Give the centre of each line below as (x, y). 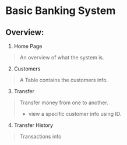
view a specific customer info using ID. (75, 114)
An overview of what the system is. (62, 57)
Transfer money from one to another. (64, 102)
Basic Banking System (61, 11)
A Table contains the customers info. (64, 80)
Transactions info (40, 136)
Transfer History (33, 125)
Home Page (28, 46)
